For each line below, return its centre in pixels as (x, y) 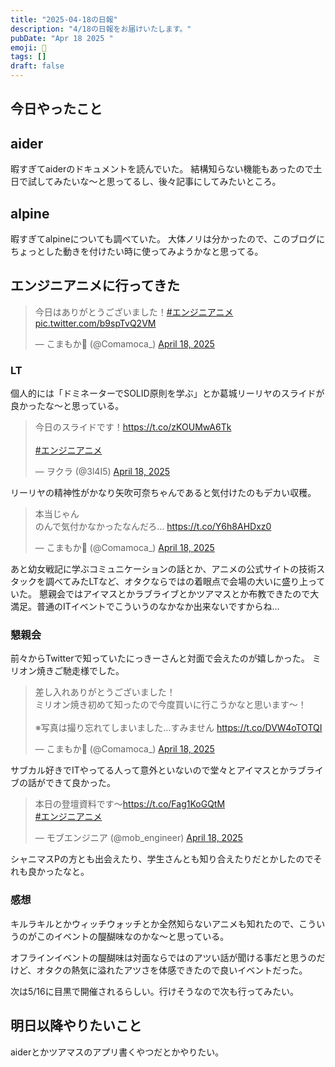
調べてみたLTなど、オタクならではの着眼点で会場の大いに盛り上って (185, 582)
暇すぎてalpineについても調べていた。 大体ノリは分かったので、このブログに (168, 239)
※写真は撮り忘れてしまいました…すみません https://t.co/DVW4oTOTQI (178, 728)
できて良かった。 (80, 783)
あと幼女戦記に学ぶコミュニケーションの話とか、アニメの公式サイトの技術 (163, 569)
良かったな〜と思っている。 (67, 406)
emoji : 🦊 (28, 47)
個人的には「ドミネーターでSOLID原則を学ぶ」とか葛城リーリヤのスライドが (167, 393)
